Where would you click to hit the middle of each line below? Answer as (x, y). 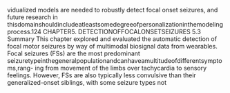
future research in (33, 17)
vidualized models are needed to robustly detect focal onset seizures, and (113, 10)
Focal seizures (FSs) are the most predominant (74, 53)
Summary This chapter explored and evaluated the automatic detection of (112, 39)
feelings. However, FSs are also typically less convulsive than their (102, 75)
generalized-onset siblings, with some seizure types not (87, 82)
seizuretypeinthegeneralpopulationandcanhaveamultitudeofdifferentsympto (115, 61)
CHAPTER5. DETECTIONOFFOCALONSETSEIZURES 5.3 (122, 31)
